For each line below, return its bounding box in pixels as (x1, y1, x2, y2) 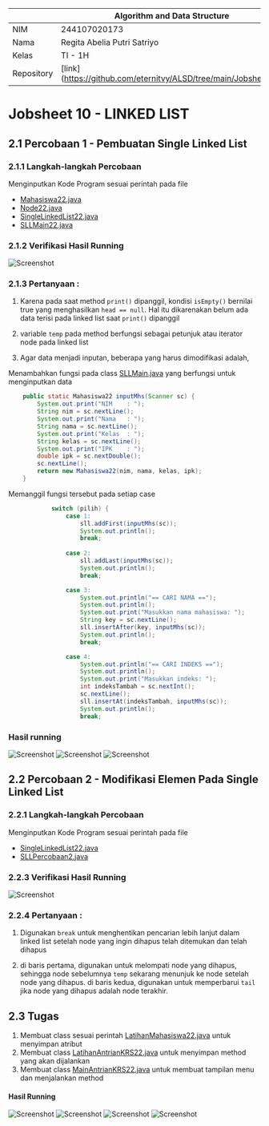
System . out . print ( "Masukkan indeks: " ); (79, 675, 217, 684)
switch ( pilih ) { (50, 504, 110, 512)
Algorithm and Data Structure (114, 10, 230, 21)
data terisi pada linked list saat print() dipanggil (19, 313, 180, 323)
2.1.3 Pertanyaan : (8, 278, 80, 289)
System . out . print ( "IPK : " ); (37, 445, 146, 453)
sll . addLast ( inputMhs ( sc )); (79, 557, 174, 565)
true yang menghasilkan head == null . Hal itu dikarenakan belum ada (19, 305, 248, 315)
